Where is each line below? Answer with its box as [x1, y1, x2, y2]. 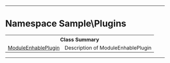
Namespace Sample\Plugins [5, 18, 126, 29]
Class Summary [60, 36, 100, 43]
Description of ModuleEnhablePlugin [64, 44, 152, 51]
